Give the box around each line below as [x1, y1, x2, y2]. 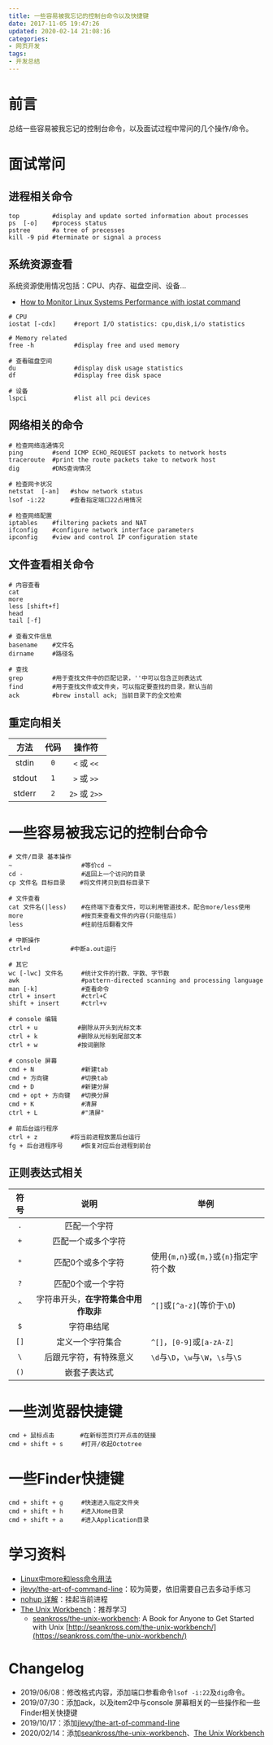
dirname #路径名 [8, 650, 75, 658]
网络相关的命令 [8, 419, 84, 432]
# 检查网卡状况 [8, 480, 53, 489]
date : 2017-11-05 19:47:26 [8, 20, 100, 28]
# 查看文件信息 [8, 633, 53, 641]
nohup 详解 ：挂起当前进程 [19, 1594, 108, 1604]
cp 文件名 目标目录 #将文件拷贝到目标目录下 [8, 879, 150, 887]
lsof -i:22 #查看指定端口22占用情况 [8, 496, 142, 505]
